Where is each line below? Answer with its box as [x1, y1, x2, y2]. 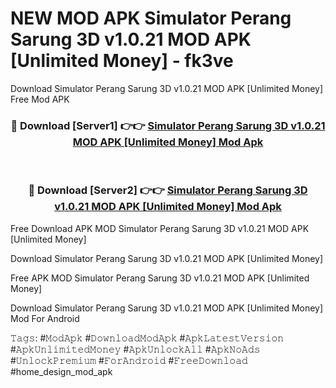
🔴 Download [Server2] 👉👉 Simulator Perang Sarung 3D [28, 183, 308, 197]
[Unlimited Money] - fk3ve [10, 50, 234, 72]
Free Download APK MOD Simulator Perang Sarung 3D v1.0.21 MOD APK [10, 222, 310, 234]
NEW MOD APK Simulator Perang [10, 7, 292, 30]
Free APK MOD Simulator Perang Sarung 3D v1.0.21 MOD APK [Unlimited [10, 272, 310, 284]
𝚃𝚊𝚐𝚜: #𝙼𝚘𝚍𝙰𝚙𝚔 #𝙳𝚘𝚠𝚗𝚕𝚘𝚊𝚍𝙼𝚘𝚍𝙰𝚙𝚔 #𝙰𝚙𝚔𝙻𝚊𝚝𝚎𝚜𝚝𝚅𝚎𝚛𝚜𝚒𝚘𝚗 [10, 332, 285, 344]
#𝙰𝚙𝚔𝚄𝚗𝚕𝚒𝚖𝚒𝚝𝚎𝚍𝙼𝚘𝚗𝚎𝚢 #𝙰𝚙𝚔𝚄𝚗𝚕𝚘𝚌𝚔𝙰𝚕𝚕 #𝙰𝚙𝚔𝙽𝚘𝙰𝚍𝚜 [10, 343, 261, 355]
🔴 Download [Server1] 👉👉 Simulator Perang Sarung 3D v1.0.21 [10, 118, 326, 132]
